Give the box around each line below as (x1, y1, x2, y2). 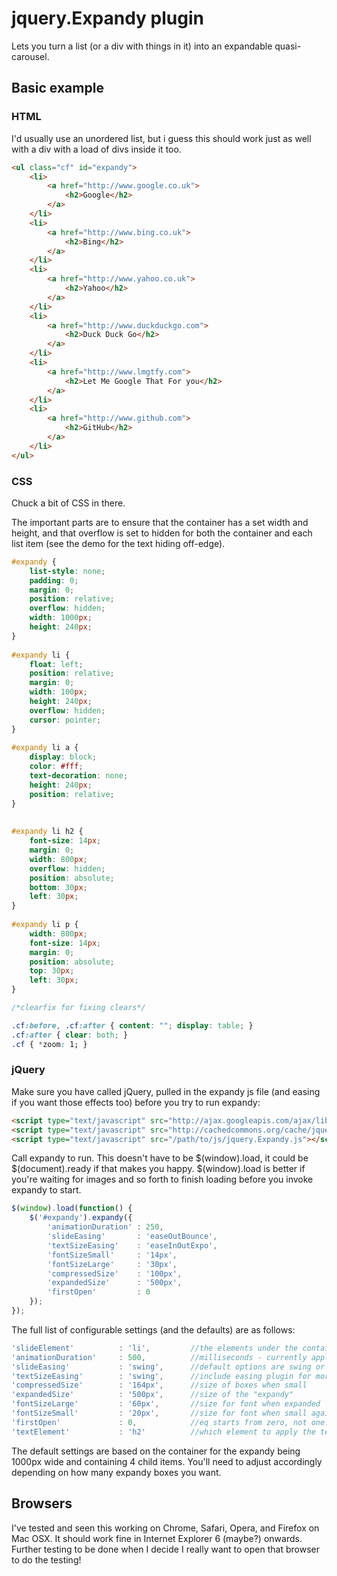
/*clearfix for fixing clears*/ (11, 1003, 146, 1013)
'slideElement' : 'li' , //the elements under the (11, 1343, 299, 1353)
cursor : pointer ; (29, 715, 102, 725)
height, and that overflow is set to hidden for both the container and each (11, 527, 313, 539)
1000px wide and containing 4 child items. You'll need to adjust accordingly (11, 1455, 323, 1467)
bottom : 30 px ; (29, 882, 88, 892)
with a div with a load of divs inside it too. (11, 143, 182, 155)
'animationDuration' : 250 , (47, 1222, 164, 1232)
